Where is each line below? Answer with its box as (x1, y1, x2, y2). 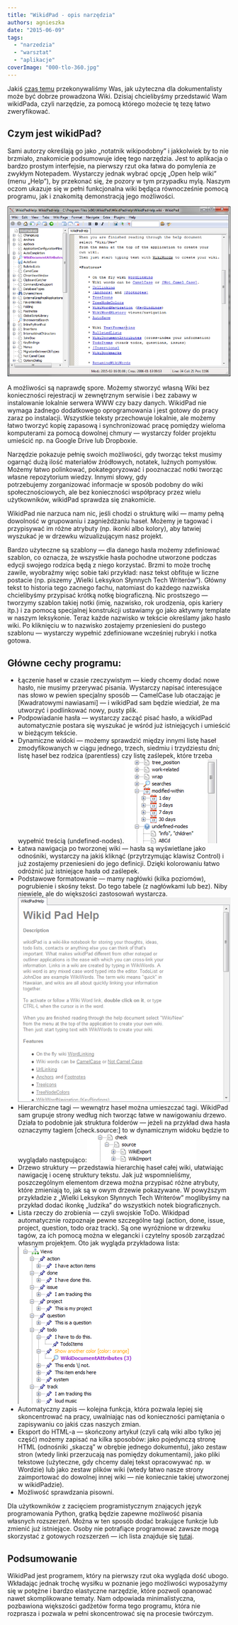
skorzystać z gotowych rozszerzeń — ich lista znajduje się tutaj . (7, 1532, 195, 1540)
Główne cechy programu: (7, 657, 122, 669)
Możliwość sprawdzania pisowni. (17, 1488, 115, 1496)
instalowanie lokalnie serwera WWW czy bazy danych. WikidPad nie (7, 399, 207, 407)
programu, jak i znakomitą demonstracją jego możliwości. (7, 192, 175, 200)
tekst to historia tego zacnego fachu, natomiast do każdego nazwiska (7, 584, 210, 592)
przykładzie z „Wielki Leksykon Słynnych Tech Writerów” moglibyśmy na (17, 1194, 230, 1202)
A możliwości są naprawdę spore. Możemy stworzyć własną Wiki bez (7, 384, 210, 392)
